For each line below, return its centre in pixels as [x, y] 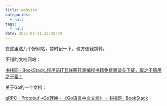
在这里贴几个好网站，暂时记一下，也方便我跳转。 [56, 48]
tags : [11, 24]
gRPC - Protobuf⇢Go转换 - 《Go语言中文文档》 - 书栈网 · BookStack [77, 98]
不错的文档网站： [23, 59]
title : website [21, 10]
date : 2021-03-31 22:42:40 [34, 33]
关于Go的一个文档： [26, 87]
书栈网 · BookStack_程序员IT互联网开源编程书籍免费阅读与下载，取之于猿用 [83, 70]
